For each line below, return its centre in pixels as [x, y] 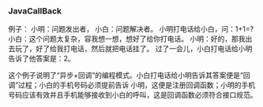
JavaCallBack [35, 11]
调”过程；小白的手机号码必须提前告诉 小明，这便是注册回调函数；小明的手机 [132, 85]
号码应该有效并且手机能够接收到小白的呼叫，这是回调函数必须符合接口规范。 [133, 95]
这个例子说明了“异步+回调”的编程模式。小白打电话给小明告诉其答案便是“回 [129, 76]
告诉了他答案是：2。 [41, 59]
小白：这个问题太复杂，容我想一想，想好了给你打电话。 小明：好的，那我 [127, 39]
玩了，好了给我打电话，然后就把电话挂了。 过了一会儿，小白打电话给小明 [133, 49]
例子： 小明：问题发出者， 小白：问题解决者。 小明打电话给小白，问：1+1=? [131, 29]
